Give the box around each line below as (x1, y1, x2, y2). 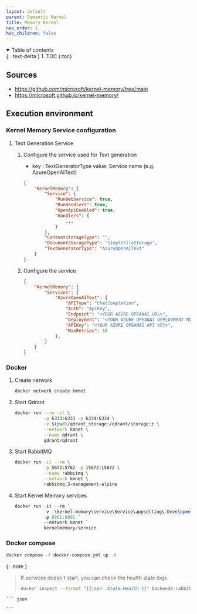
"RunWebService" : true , (55, 196, 113, 203)
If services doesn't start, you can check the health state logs (20, 574, 167, 582)
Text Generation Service (14, 139, 73, 147)
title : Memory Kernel (6, 19, 59, 25)
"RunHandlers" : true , (55, 202, 108, 208)
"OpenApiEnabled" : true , (55, 207, 116, 213)
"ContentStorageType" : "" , (44, 234, 110, 241)
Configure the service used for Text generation (23, 151, 137, 158)
